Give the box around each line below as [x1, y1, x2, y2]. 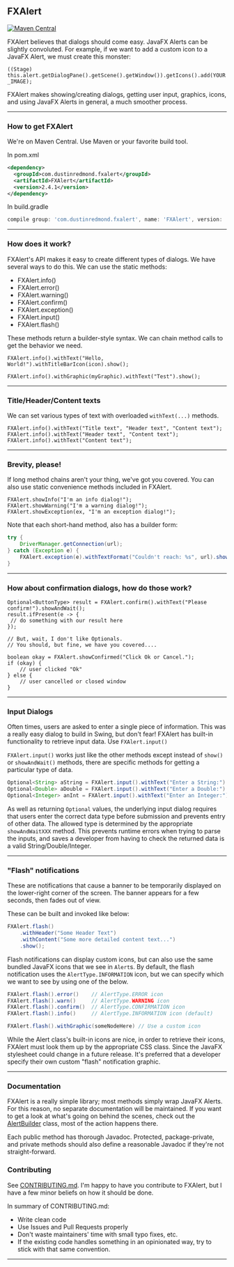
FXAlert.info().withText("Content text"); [7, 436, 132, 444]
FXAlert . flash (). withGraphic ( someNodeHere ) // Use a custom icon [7, 1023, 201, 1030]
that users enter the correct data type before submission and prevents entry [7, 812, 226, 820]
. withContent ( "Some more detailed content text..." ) [19, 936, 176, 943]
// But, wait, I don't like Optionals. [7, 635, 123, 643]
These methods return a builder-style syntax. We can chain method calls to [7, 333, 224, 342]
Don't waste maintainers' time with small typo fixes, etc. [17, 1230, 178, 1238]
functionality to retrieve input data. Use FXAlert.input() [7, 737, 168, 746]
